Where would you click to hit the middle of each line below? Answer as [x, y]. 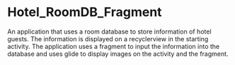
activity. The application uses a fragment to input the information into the [114, 46]
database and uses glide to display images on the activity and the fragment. [118, 54]
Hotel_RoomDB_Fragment [85, 12]
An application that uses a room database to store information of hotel [109, 31]
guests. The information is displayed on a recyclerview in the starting [108, 38]
